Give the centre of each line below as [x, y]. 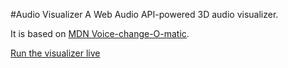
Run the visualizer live [55, 53]
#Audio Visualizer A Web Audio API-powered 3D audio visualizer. [144, 14]
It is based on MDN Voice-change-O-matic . [100, 33]
